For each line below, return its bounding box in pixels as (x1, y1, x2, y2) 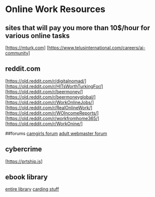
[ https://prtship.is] (5, 158, 43, 164)
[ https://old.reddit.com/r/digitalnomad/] (5, 78, 87, 84)
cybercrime (5, 145, 42, 154)
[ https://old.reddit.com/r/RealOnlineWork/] (5, 105, 93, 111)
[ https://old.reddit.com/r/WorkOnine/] (5, 121, 83, 127)
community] (5, 50, 30, 56)
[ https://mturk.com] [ (5, 45, 49, 51)
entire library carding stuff (5, 186, 59, 192)
